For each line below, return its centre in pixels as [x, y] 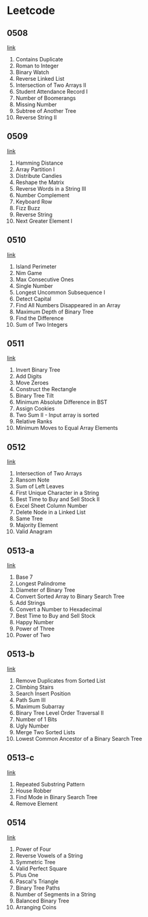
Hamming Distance [39, 163]
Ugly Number [32, 726]
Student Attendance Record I [52, 91]
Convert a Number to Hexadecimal [59, 609]
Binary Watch [32, 72]
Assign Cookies [35, 409]
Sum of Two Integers [42, 324]
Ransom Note [33, 480]
